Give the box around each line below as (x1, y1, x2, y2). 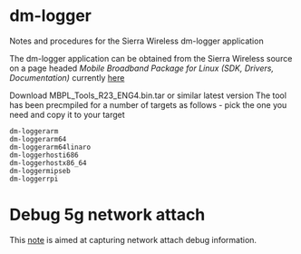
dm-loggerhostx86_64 (9, 158, 88, 168)
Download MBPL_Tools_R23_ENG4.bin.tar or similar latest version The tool (9, 90, 287, 101)
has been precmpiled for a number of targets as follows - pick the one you (9, 99, 287, 110)
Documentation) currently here (9, 72, 125, 83)
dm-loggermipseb (9, 166, 71, 175)
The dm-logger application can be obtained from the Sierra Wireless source (9, 53, 293, 63)
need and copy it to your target (9, 109, 125, 120)
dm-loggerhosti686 (9, 151, 79, 160)
